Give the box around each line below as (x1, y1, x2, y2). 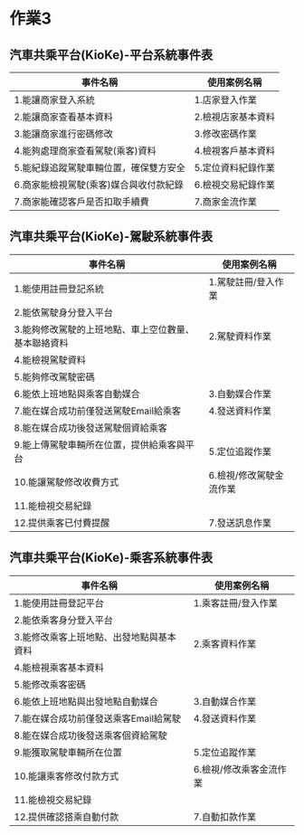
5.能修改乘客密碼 (14, 678, 86, 690)
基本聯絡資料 (14, 337, 70, 349)
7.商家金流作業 (194, 195, 258, 208)
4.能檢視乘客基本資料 (14, 661, 104, 674)
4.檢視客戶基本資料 (194, 145, 276, 157)
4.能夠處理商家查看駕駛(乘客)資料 (14, 145, 157, 157)
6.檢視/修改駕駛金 (208, 469, 284, 481)
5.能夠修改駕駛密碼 (14, 370, 95, 383)
